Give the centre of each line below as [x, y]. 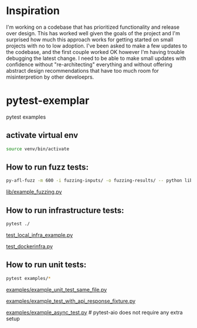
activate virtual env [42, 135]
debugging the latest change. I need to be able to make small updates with [96, 58]
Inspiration [33, 11]
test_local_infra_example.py [40, 235]
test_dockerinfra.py [30, 246]
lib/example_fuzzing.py [34, 192]
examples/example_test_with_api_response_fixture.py [71, 301]
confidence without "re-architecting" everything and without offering [89, 64]
